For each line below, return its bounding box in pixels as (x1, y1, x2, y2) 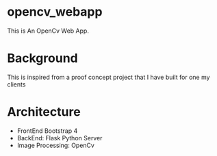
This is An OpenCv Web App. (7, 27, 89, 35)
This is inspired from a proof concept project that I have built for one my (7, 73, 210, 81)
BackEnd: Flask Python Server (16, 134, 103, 142)
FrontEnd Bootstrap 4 (16, 127, 78, 135)
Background (7, 50, 78, 66)
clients (7, 80, 26, 89)
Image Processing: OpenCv (16, 141, 94, 149)
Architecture (7, 104, 81, 120)
